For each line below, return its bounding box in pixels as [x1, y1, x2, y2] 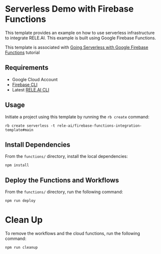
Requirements [5, 64, 48, 72]
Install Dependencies [5, 140, 70, 149]
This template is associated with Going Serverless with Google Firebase [5, 44, 149, 50]
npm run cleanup [5, 245, 38, 250]
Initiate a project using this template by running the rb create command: [5, 114, 149, 119]
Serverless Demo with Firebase [5, 3, 134, 15]
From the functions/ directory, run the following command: [5, 189, 123, 195]
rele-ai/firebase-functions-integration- [57, 123, 142, 128]
